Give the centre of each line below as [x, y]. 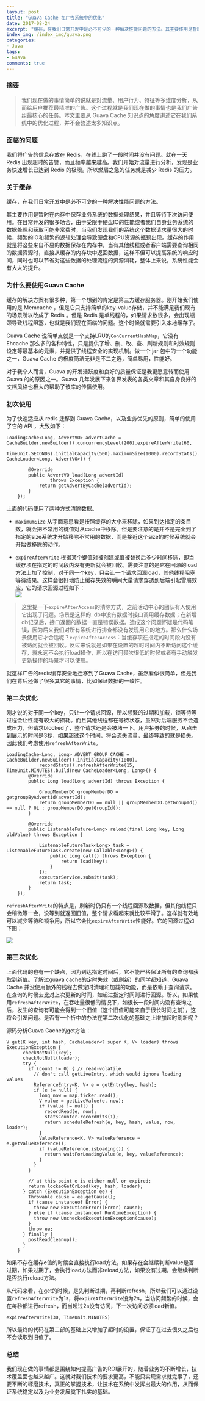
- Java [15, 46]
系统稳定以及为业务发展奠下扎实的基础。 [62, 1391]
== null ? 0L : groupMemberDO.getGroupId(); [64, 808]
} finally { [38, 1234]
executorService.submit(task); [79, 877]
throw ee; [41, 1229]
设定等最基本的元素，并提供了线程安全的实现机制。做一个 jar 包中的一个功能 [102, 351]
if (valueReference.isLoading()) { [84, 1149]
